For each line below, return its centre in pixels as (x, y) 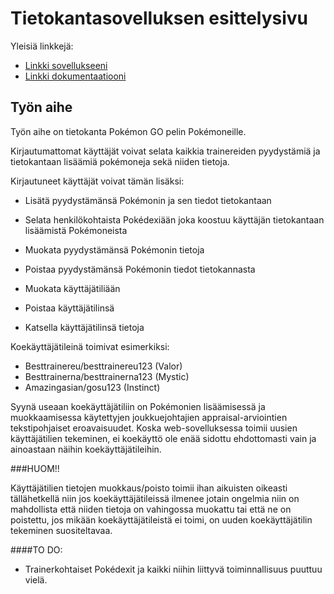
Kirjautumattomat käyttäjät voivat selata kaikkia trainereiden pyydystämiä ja (165, 151)
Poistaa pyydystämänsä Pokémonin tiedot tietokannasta (140, 269)
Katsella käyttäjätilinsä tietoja (84, 327)
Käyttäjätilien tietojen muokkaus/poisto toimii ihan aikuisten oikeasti (149, 488)
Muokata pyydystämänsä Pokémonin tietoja (114, 249)
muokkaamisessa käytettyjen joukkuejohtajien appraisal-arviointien (149, 417)
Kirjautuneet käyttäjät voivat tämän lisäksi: (97, 181)
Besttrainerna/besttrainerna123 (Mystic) (107, 376)
